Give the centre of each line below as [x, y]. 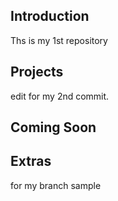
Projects [37, 72]
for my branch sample [56, 185]
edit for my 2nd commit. [60, 96]
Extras [31, 161]
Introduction [50, 16]
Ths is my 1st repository [59, 40]
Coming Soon [53, 127]
